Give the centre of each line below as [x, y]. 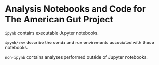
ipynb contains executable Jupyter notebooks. [52, 33]
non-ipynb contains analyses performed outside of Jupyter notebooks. [76, 57]
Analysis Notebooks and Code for [76, 9]
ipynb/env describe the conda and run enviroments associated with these [79, 42]
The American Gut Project [59, 19]
